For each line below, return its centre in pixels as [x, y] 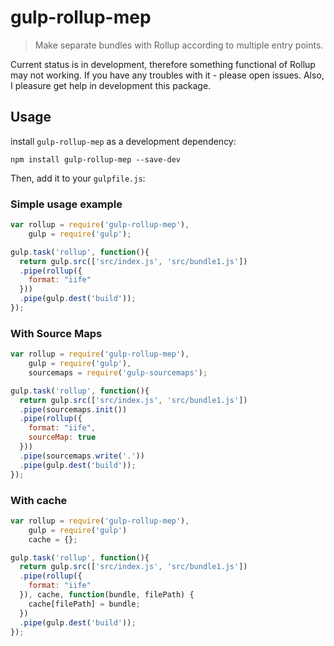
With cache [39, 500]
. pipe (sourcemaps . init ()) [73, 409]
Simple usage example [66, 204]
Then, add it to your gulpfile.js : [78, 178]
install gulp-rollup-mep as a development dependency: [123, 141]
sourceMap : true [62, 437]
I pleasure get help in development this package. [111, 85]
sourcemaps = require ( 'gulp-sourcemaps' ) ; [118, 372]
